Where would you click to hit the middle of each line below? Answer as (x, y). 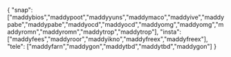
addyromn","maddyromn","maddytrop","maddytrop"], (83, 32)
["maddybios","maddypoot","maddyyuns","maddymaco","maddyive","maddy (116, 17)
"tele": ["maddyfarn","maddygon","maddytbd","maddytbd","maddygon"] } (112, 46)
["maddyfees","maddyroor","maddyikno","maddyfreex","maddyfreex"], (108, 39)
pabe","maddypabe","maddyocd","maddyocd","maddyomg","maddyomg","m (115, 24)
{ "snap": (20, 10)
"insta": (171, 32)
